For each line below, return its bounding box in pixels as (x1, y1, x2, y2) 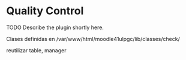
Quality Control (6, 4, 84, 18)
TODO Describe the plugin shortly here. (6, 24, 104, 31)
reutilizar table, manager (6, 46, 67, 54)
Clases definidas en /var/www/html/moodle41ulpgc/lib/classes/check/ (6, 35, 180, 42)
